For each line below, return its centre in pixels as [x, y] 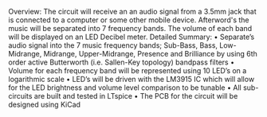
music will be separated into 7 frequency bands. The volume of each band [130, 28]
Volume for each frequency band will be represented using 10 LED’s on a [128, 70]
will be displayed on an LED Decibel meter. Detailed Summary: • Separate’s [132, 37]
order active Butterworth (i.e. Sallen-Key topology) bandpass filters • [122, 62]
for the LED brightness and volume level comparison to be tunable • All [125, 88]
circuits [20, 96]
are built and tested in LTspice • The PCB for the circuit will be [136, 96]
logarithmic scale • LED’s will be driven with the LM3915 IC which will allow [132, 79]
